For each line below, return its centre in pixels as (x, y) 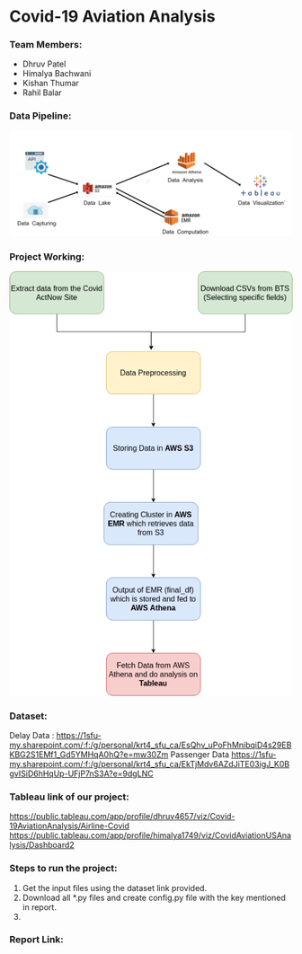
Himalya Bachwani (57, 74)
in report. (39, 907)
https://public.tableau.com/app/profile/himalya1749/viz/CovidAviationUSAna (151, 835)
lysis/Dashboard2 (42, 845)
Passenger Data (200, 754)
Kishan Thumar (50, 84)
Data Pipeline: (40, 116)
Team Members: (46, 45)
